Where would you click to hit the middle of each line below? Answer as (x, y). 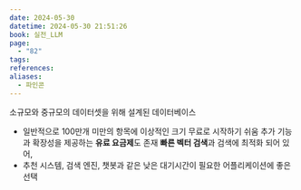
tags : (19, 60)
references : (32, 69)
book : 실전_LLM (36, 34)
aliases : (26, 77)
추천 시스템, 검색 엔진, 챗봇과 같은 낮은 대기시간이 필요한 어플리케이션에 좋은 (157, 165)
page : (19, 43)
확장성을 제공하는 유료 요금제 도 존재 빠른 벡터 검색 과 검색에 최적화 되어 (156, 142)
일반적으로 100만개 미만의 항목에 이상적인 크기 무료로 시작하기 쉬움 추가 (149, 131)
